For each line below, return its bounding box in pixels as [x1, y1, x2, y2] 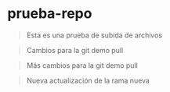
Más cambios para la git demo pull [26, 60, 138, 70]
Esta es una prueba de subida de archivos [26, 30, 162, 40]
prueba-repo [7, 5, 92, 23]
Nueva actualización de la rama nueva [26, 76, 150, 85]
